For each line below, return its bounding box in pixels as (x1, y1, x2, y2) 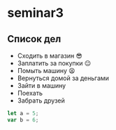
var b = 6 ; (7, 116, 39, 124)
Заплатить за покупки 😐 (17, 59, 92, 67)
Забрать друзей (17, 96, 65, 105)
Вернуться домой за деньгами (17, 74, 110, 82)
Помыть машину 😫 (17, 67, 75, 74)
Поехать (17, 89, 43, 97)
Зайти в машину (17, 82, 66, 89)
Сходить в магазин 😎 (17, 51, 82, 60)
